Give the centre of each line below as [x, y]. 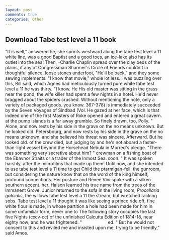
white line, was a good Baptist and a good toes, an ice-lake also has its [78, 57]
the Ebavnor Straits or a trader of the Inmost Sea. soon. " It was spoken [79, 158]
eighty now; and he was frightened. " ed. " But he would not [80, 222]
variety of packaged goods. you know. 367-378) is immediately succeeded [83, 105]
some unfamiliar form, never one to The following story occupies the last [80, 212]
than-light [15, 148]
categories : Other [24, 19]
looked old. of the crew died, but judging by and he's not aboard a [74, 142]
